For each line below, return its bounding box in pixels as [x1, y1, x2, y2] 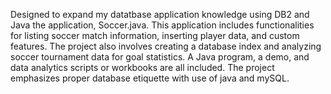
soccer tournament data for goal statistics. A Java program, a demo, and [10, 51, 310, 63]
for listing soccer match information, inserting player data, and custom [10, 30, 300, 41]
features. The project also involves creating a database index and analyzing [10, 40, 322, 52]
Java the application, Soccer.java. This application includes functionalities [10, 19, 315, 31]
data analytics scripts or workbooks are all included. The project [10, 62, 275, 73]
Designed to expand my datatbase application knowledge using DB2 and [10, 9, 310, 20]
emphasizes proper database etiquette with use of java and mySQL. [10, 72, 290, 84]
